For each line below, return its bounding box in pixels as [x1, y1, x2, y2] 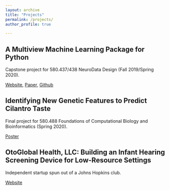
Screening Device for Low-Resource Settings [5, 156, 151, 165]
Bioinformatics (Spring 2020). [5, 123, 68, 129]
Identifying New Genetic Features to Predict [5, 96, 147, 105]
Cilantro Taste [5, 104, 51, 113]
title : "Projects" [5, 12, 44, 17]
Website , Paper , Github [5, 82, 53, 88]
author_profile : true [5, 21, 51, 27]
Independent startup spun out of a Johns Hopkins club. [5, 169, 121, 176]
